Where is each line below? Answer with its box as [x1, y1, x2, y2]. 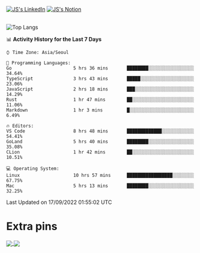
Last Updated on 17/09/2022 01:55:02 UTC [6, 198, 113, 206]
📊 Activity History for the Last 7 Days [6, 36, 102, 43]
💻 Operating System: [6, 165, 60, 171]
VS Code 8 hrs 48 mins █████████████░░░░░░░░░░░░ [6, 128, 195, 134]
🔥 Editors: [6, 123, 34, 129]
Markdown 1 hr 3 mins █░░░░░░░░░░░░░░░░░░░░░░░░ [6, 107, 195, 113]
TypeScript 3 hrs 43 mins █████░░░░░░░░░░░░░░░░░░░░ [6, 76, 195, 82]
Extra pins [6, 219, 58, 233]
